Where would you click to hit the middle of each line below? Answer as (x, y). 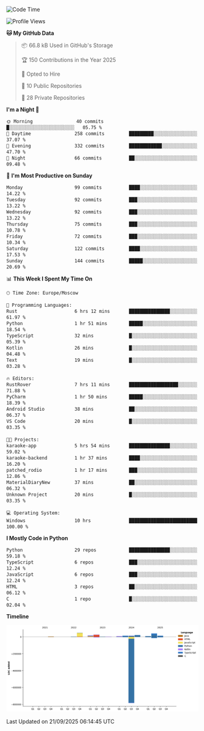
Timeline (18, 616)
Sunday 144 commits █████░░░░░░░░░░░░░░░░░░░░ (102, 261)
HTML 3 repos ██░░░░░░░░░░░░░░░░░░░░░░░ (102, 587)
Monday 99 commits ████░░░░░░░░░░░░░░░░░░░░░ (102, 188)
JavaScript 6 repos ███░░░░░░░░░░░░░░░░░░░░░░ (102, 575)
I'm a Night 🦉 (23, 109)
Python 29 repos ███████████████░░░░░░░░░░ (102, 550)
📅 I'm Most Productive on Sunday (49, 175)
